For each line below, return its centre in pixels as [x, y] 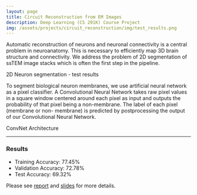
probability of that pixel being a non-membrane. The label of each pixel [92, 105]
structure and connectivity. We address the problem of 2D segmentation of [97, 57]
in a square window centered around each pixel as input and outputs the [93, 98]
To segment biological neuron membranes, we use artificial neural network [96, 86]
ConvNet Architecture [32, 128]
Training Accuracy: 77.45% [47, 162]
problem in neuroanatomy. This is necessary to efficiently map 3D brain [92, 51]
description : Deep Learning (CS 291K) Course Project [73, 22]
